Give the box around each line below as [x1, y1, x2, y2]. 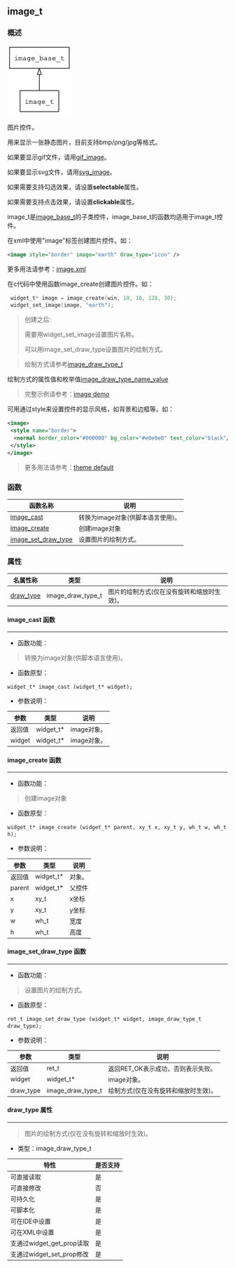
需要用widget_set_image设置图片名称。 [24, 330, 138, 339]
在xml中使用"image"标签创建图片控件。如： [7, 236, 133, 244]
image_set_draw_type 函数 [7, 947, 86, 956]
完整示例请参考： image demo [24, 390, 110, 399]
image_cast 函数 [7, 615, 56, 623]
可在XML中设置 [10, 1228, 55, 1236]
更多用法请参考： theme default [24, 463, 114, 471]
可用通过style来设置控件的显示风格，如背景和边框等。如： [7, 405, 175, 414]
